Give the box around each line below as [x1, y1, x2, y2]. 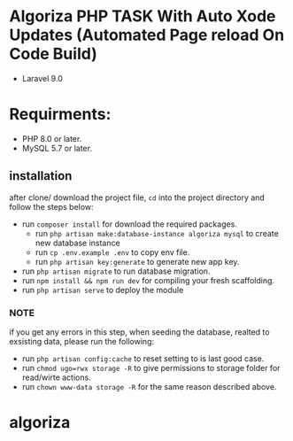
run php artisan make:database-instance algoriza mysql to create [35, 228, 279, 238]
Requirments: [9, 104, 112, 125]
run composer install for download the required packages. [21, 219, 237, 229]
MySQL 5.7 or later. [21, 143, 93, 153]
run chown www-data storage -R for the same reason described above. [21, 381, 277, 391]
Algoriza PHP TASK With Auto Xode [9, 6, 276, 27]
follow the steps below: [9, 201, 95, 212]
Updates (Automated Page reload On [9, 25, 285, 45]
